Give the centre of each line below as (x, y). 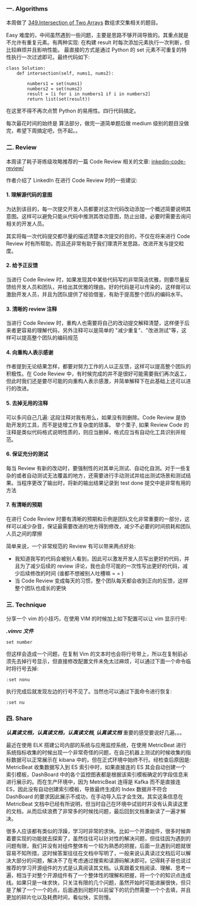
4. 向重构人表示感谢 (30, 352)
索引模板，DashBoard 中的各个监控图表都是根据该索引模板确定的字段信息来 (97, 774)
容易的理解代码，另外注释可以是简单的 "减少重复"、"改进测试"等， (101, 331)
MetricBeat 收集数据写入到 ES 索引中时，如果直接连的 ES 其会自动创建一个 (96, 767)
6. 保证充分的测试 (27, 454)
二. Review (21, 148)
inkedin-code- (169, 161)
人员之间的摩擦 (24, 534)
